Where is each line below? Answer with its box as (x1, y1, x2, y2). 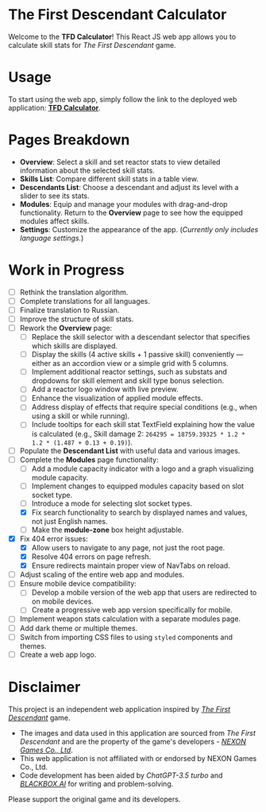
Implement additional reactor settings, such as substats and (31, 367, 228, 377)
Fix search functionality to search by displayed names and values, (31, 507, 248, 517)
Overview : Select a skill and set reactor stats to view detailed (19, 157, 221, 166)
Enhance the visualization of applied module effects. (31, 394, 204, 403)
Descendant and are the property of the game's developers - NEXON (19, 736, 246, 746)
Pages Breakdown (8, 131, 130, 149)
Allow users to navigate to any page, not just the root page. (31, 543, 226, 552)
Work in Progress (8, 261, 125, 279)
